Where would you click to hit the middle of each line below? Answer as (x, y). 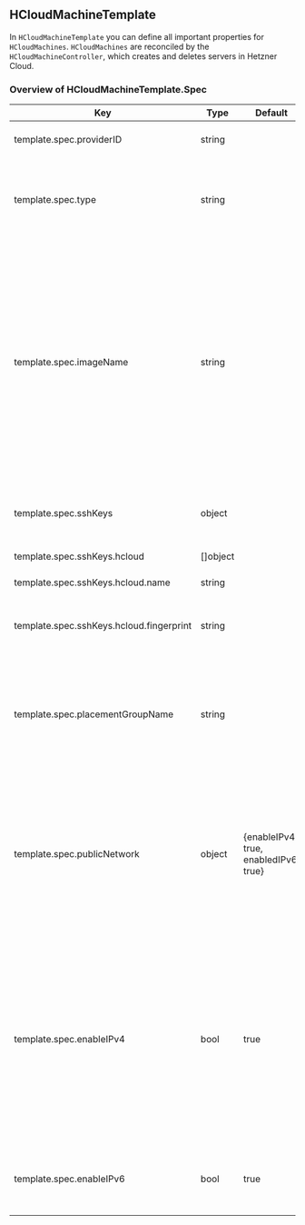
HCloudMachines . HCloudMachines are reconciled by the (109, 46)
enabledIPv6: (272, 860)
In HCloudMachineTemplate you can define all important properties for (137, 36)
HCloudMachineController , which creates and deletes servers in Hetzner (143, 56)
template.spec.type (55, 200)
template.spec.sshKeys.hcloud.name (92, 583)
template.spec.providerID (68, 140)
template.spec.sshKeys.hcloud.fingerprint (103, 626)
